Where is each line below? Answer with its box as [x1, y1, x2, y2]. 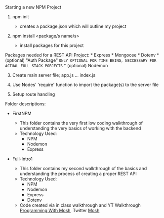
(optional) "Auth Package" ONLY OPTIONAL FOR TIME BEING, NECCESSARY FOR [5, 57, 157, 63]
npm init [12, 14, 29, 19]
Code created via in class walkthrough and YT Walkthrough [19, 202, 141, 208]
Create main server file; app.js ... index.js [12, 72, 96, 78]
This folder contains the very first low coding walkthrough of [19, 120, 143, 126]
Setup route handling [12, 91, 55, 97]
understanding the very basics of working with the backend [19, 126, 141, 131]
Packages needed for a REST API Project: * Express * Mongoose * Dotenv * [5, 52, 160, 58]
